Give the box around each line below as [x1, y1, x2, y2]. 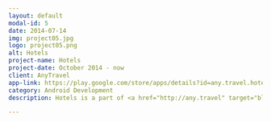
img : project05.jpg [8, 34, 74, 42]
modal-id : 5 [8, 19, 48, 27]
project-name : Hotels [8, 57, 81, 65]
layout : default [8, 11, 63, 20]
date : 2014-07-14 [8, 26, 67, 34]
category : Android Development [8, 86, 114, 95]
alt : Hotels [8, 49, 48, 57]
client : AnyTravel [8, 71, 70, 79]
